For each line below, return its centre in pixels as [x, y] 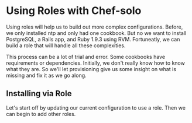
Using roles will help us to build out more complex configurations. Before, [95, 27]
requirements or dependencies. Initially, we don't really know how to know [96, 63]
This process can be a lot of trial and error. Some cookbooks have [86, 57]
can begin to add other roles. [41, 114]
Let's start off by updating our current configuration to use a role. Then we [96, 108]
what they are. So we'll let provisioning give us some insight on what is [91, 69]
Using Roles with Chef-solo [74, 11]
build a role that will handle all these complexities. [66, 45]
